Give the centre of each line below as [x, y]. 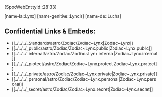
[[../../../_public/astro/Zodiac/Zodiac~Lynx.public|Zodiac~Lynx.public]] [82, 48]
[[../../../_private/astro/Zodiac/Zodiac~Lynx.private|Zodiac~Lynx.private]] [84, 74]
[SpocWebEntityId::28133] [31, 7]
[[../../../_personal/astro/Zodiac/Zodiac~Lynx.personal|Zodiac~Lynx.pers [84, 79]
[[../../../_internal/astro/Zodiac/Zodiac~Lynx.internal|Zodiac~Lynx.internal [84, 53]
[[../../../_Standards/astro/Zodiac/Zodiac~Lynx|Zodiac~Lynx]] [73, 43]
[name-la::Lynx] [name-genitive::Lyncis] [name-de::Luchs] [63, 16]
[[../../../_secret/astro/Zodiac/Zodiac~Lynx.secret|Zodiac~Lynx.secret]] [82, 89]
